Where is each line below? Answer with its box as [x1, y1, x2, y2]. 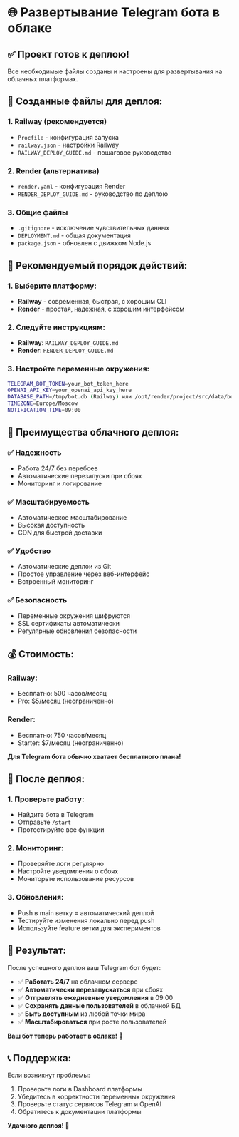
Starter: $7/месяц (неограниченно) [17, 739, 124, 747]
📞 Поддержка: [7, 1052, 72, 1064]
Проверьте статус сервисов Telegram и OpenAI [17, 1100, 162, 1108]
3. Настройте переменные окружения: [7, 364, 150, 374]
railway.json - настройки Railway [17, 140, 119, 149]
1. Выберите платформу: [7, 281, 97, 291]
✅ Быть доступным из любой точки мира [17, 1009, 146, 1018]
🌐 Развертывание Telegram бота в [7, 4, 221, 21]
